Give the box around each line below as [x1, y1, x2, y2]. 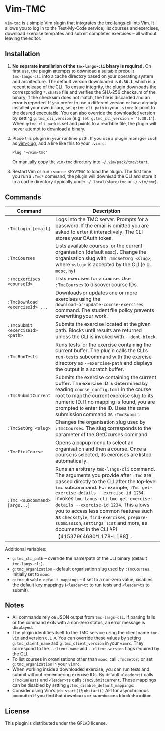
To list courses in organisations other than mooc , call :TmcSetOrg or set [12, 656, 153, 662]
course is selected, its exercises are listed [55, 451, 152, 458]
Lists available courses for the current [55, 243, 143, 249]
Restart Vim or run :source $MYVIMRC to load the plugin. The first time [12, 168, 151, 174]
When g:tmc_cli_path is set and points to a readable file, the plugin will [12, 120, 156, 126]
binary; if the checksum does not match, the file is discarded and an [12, 94, 150, 100]
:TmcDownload [7, 299, 38, 305]
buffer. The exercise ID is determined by [55, 380, 148, 386]
